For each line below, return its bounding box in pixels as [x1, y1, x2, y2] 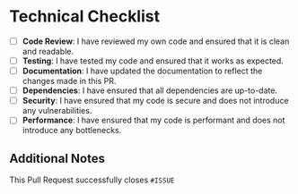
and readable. [22, 46, 74, 56]
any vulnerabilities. [22, 105, 92, 116]
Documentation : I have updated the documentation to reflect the [22, 65, 263, 77]
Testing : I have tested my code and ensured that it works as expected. [22, 55, 285, 66]
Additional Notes [9, 150, 106, 166]
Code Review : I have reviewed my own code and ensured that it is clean [22, 36, 290, 46]
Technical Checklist [9, 6, 160, 27]
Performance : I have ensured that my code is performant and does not [22, 114, 285, 126]
